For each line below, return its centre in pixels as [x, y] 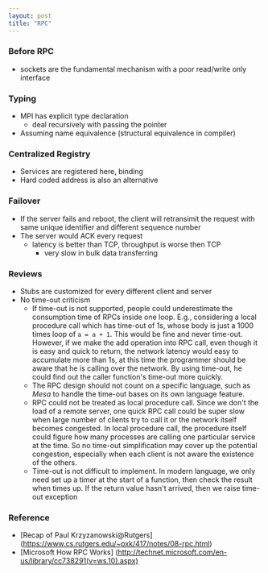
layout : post [30, 16]
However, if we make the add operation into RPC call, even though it [144, 343]
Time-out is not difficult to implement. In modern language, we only [144, 471]
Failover [25, 201]
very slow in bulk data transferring [101, 253]
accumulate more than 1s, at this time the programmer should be [139, 359]
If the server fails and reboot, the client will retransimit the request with [137, 218]
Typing [23, 98]
